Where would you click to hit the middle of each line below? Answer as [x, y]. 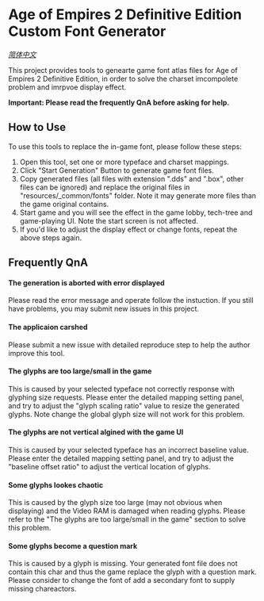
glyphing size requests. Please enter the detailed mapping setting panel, [126, 397]
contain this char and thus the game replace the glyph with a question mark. [133, 572]
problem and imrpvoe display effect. [67, 87]
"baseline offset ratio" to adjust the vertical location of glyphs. [109, 466]
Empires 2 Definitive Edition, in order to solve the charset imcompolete [123, 78]
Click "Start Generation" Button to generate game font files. [117, 170]
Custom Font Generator [87, 31]
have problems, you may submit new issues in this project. [104, 309]
